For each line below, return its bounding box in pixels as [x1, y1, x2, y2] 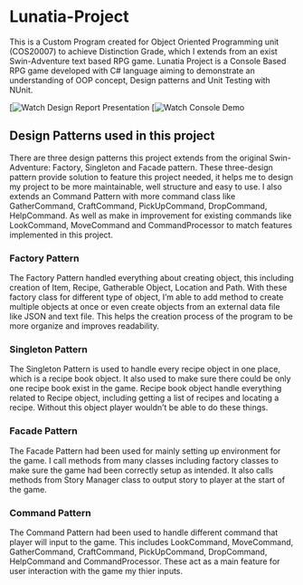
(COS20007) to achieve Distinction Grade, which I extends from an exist [9, 45, 278, 56]
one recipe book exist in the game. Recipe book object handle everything [9, 383, 282, 394]
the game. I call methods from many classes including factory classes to [9, 455, 279, 465]
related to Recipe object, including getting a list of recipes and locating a [9, 392, 279, 404]
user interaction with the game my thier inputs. [9, 565, 184, 576]
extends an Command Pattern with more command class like [9, 190, 236, 201]
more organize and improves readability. [9, 321, 160, 331]
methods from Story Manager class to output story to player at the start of [9, 474, 286, 485]
